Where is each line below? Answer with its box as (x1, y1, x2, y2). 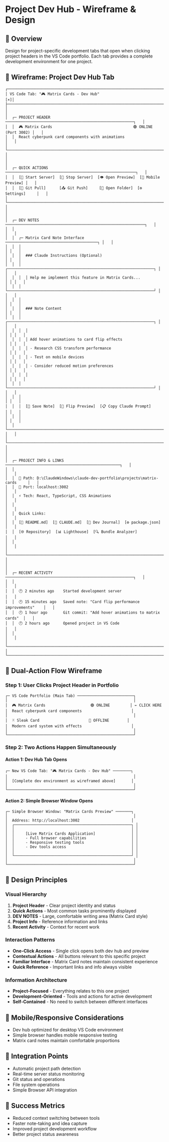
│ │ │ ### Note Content (5, 306, 62, 311)
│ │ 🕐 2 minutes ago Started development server (5, 588, 122, 593)
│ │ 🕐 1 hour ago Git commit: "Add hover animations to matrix (5, 610, 160, 615)
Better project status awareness (12, 1131, 79, 1137)
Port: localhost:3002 (23, 484, 69, 490)
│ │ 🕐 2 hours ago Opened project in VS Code (5, 621, 120, 626)
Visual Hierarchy (5, 891, 47, 898)
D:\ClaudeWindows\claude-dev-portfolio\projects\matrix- (37, 475, 158, 480)
